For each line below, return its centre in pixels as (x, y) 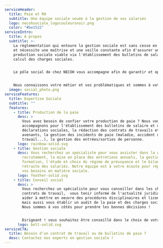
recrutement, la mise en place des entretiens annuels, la (83, 157)
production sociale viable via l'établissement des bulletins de (81, 55)
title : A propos (25, 37)
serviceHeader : (20, 9)
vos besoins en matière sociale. (56, 171)
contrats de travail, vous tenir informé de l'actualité (82, 194)
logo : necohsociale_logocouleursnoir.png (52, 23)
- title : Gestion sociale (40, 149)
